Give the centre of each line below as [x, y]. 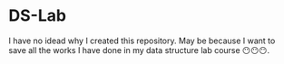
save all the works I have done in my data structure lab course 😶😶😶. [139, 50]
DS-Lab [38, 16]
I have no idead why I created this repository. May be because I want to [142, 41]
